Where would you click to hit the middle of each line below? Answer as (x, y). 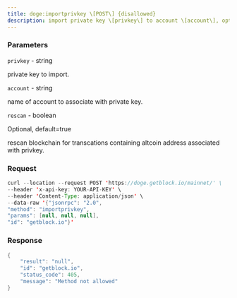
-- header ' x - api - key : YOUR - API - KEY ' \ (64, 189)
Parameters (28, 45)
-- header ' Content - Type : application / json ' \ (75, 196)
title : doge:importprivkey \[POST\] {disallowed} (82, 14)
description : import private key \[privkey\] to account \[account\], (113, 20)
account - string (30, 88)
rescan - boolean (32, 115)
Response (25, 241)
